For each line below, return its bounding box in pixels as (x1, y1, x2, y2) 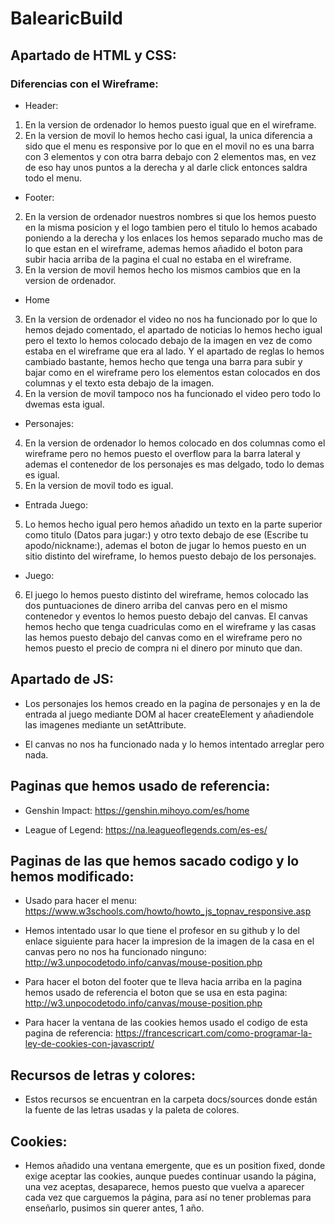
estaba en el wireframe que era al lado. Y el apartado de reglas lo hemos (24, 345, 325, 357)
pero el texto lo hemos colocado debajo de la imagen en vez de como (24, 334, 313, 346)
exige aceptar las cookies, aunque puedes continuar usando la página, (24, 1170, 317, 1182)
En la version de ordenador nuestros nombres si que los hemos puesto (24, 210, 317, 222)
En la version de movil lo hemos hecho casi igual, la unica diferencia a (24, 129, 313, 141)
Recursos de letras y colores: (10, 1067, 196, 1084)
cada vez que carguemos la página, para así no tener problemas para (24, 1191, 312, 1203)
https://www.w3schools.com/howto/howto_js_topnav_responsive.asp (24, 905, 312, 917)
